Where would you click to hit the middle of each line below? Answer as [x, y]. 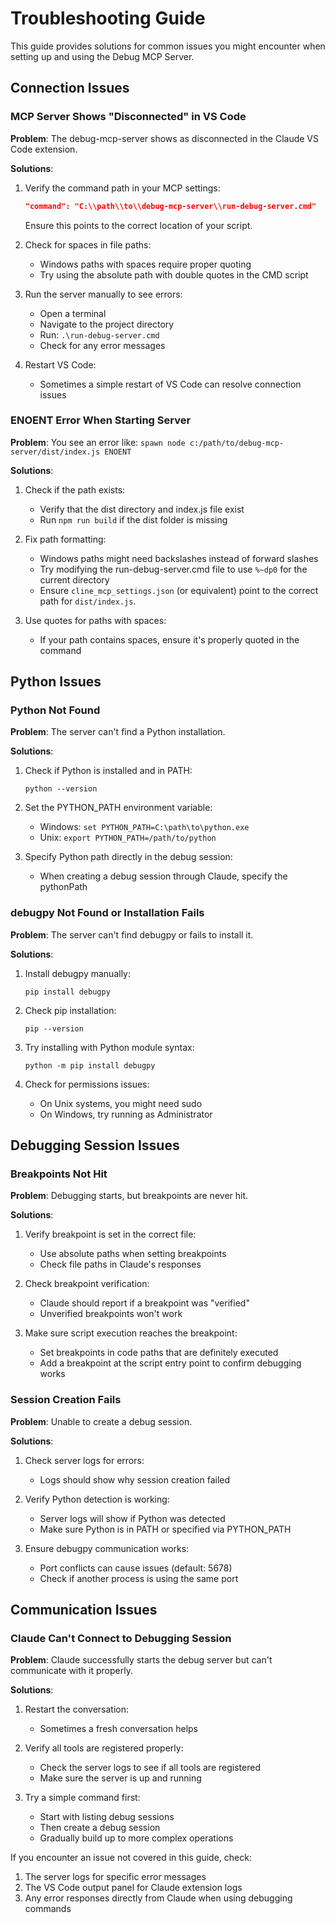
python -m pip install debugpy [90, 1065]
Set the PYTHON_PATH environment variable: [118, 808]
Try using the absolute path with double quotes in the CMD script [174, 274]
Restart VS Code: [60, 364]
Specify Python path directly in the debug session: [128, 857]
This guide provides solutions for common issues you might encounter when [168, 46]
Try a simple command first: [82, 1798]
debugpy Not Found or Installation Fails [107, 913]
